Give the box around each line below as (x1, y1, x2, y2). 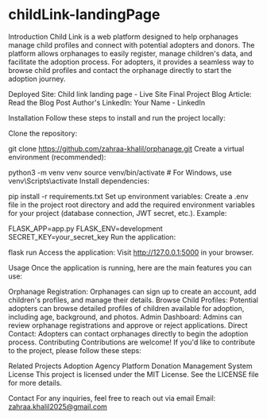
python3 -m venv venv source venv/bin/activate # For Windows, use (8, 167, 232, 177)
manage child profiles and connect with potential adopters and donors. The (8, 40, 255, 49)
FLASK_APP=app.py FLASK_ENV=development (8, 224, 163, 233)
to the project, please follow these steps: (8, 345, 141, 355)
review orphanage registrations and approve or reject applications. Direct (8, 320, 248, 330)
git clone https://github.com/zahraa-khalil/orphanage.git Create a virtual (8, 144, 245, 153)
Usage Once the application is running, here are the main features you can (8, 263, 252, 272)
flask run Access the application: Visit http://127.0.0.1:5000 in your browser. (8, 248, 254, 257)
